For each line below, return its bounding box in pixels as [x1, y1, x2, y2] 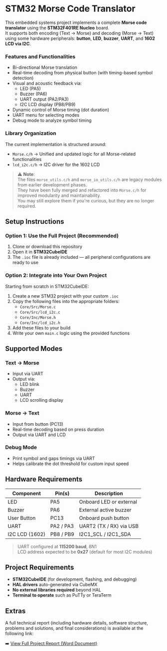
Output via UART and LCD [12, 432, 66, 438]
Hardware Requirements [5, 475, 83, 484]
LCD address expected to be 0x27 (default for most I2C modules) [17, 549, 153, 555]
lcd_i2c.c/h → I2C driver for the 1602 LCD [12, 162, 100, 167]
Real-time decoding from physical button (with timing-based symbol [12, 70, 153, 76]
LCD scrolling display [19, 397, 64, 403]
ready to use [12, 260, 39, 266]
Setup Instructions [5, 217, 64, 226]
